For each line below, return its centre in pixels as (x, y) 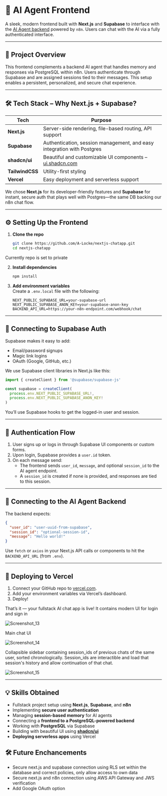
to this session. (35, 481)
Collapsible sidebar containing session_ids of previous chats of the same (80, 652)
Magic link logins (30, 355)
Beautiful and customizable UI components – (95, 157)
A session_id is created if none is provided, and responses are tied (88, 476)
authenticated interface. (30, 34)
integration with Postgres (72, 149)
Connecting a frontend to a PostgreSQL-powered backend (73, 720)
